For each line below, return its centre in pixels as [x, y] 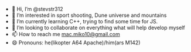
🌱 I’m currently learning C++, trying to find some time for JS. [85, 21]
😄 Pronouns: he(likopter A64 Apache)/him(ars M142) [76, 43]
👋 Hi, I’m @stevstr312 [37, 9]
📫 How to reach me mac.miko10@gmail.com [66, 34]
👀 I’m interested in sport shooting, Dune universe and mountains [89, 15]
